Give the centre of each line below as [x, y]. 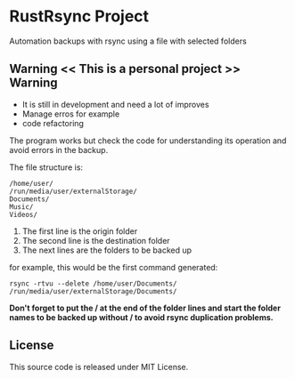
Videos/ [24, 214]
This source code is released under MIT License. [99, 367]
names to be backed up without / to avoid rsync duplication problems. [141, 317]
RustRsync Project [79, 16]
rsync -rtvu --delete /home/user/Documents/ [93, 283]
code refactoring [53, 123]
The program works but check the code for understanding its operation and [148, 141]
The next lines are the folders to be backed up [107, 250]
